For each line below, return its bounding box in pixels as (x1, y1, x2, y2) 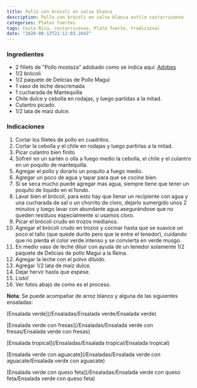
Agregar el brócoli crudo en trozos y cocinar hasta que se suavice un (15, 224, 183, 231)
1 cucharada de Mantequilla (15, 89, 83, 96)
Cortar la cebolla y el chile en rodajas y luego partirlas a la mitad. (15, 142, 173, 149)
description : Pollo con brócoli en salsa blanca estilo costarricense (6, 14, 184, 20)
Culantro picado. (15, 101, 56, 108)
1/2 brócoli (15, 70, 41, 77)
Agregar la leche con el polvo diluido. (15, 255, 106, 262)
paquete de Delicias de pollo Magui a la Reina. (15, 249, 128, 256)
